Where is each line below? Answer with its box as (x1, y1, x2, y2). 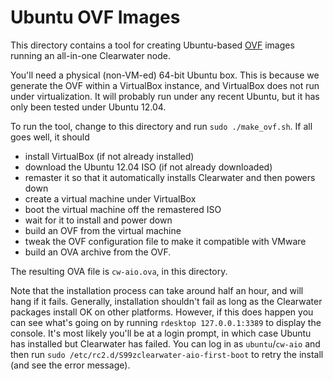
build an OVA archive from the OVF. (24, 246, 172, 258)
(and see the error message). (10, 359, 131, 371)
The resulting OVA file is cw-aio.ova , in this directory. (10, 265, 228, 277)
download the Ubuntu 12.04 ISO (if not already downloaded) (24, 161, 273, 173)
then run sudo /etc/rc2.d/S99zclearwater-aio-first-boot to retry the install (10, 348, 324, 360)
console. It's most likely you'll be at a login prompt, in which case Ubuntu (10, 327, 312, 339)
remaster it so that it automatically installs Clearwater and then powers (24, 171, 316, 183)
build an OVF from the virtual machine (24, 224, 182, 236)
